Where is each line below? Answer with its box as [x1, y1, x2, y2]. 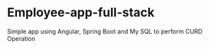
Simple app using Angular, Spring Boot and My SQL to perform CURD [7, 27, 203, 35]
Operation [7, 34, 36, 42]
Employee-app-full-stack [7, 5, 155, 20]
